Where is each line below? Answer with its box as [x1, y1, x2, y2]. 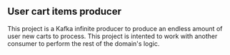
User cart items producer [7, 6, 122, 18]
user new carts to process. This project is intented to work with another [7, 32, 218, 40]
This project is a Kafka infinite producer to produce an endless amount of [7, 24, 223, 32]
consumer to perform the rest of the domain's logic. [7, 39, 160, 48]
